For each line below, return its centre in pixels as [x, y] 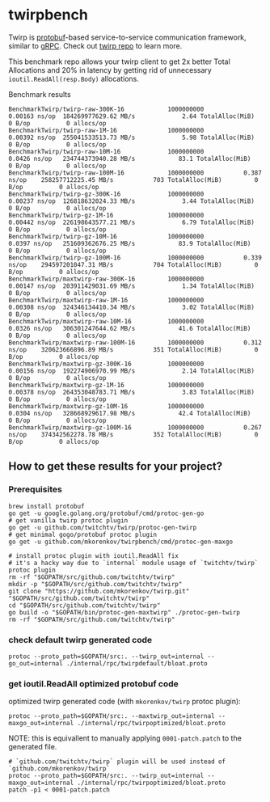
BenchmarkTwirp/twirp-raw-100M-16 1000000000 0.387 [135, 173]
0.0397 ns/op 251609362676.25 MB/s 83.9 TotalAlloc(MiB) [130, 243]
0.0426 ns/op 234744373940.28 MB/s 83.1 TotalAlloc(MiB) [130, 158]
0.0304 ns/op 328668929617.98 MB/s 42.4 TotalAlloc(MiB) [130, 413]
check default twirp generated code [80, 639]
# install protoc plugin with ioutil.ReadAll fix [94, 555]
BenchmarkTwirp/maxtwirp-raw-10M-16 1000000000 [106, 321]
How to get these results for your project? [116, 466]
